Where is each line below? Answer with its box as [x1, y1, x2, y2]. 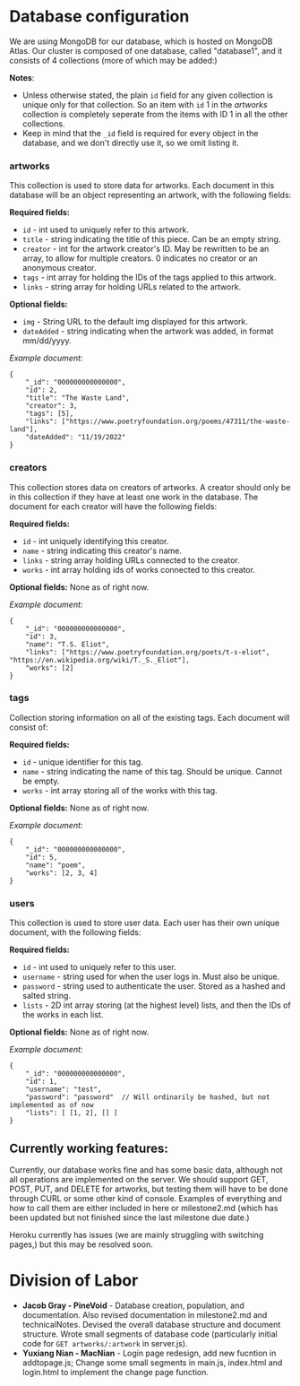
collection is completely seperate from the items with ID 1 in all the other [21, 108, 288, 119]
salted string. [21, 991, 72, 1001]
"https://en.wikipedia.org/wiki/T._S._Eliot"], [9, 655, 191, 664]
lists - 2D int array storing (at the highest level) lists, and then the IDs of [21, 1000, 291, 1010]
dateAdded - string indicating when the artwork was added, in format [21, 325, 274, 337]
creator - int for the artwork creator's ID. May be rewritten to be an [21, 244, 270, 255]
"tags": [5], [25, 410, 74, 419]
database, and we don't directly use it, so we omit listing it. [21, 137, 239, 148]
